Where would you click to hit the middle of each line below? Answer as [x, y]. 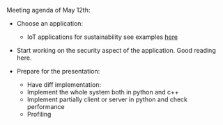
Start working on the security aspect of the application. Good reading [116, 50]
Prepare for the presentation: [58, 71]
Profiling [39, 114]
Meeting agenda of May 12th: [48, 10]
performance [46, 107]
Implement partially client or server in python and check [107, 99]
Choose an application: [50, 23]
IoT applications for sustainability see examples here [102, 37]
